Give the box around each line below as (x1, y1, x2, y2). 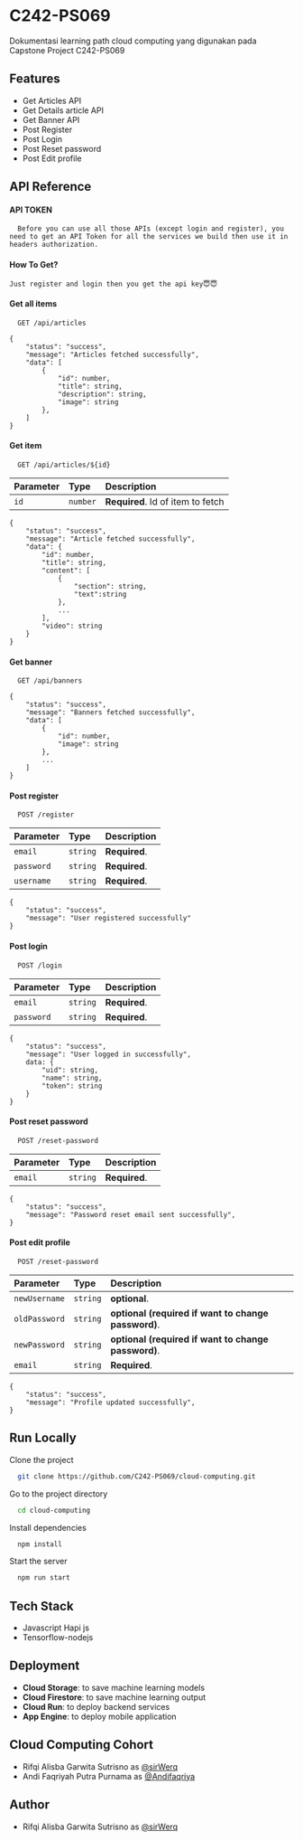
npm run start (17, 1573, 70, 1582)
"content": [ (41, 566, 91, 575)
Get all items (9, 298, 58, 309)
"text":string (73, 590, 127, 599)
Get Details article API (22, 105, 104, 116)
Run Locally (9, 1430, 77, 1446)
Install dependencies (9, 1522, 87, 1533)
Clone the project (9, 1454, 74, 1465)
